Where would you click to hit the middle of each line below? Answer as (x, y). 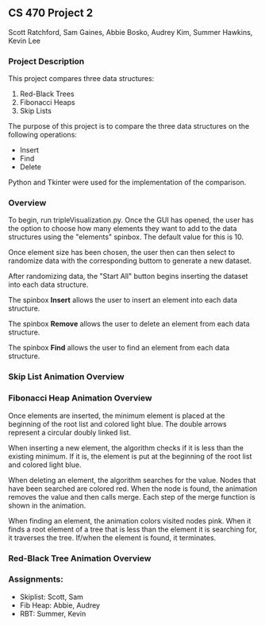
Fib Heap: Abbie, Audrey (60, 605)
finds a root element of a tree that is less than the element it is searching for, (133, 529)
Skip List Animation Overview (66, 377)
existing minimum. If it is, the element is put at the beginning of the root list (130, 456)
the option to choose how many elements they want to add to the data (123, 229)
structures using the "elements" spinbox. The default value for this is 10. (126, 237)
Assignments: (36, 579)
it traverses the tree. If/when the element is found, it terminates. (112, 537)
